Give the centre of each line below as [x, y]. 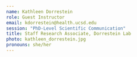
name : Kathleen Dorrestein [39, 12]
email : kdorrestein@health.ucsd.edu [51, 23]
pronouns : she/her [29, 45]
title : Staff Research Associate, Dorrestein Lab [69, 34]
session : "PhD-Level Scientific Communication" [66, 28]
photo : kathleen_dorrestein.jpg [46, 39]
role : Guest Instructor [36, 17]
